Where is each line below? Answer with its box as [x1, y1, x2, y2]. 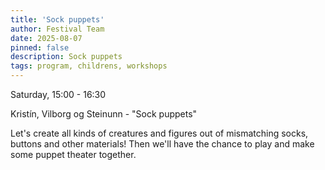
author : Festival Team [10, 24, 105, 34]
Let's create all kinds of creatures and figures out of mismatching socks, [10, 127, 309, 139]
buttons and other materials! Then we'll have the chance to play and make [10, 138, 315, 150]
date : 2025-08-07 [10, 33, 83, 43]
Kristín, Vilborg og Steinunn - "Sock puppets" [10, 108, 198, 120]
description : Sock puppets [10, 52, 123, 62]
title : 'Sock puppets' [10, 14, 105, 25]
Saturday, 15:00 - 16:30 [10, 89, 107, 100]
